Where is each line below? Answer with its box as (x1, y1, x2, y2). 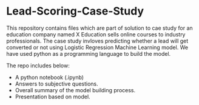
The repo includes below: (6, 62, 70, 69)
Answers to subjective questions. (15, 80, 98, 87)
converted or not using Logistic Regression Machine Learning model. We (6, 44, 189, 51)
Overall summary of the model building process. (15, 86, 136, 93)
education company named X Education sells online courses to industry (6, 30, 186, 38)
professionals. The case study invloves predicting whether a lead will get (6, 37, 189, 44)
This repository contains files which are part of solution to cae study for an (6, 24, 193, 32)
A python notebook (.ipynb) (15, 73, 84, 81)
